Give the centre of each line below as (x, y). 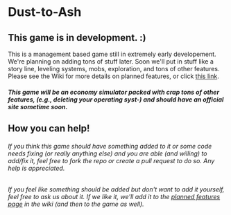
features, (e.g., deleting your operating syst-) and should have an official (116, 99)
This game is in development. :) (77, 38)
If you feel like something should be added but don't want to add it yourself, (116, 189)
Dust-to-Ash (45, 12)
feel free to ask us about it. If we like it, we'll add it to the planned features (114, 197)
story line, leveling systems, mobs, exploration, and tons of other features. (114, 69)
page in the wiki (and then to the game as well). (76, 204)
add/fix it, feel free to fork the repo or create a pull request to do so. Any (111, 160)
